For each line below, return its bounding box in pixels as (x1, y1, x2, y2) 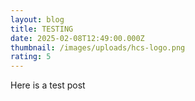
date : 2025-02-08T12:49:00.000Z (10, 33, 145, 43)
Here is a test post (10, 79, 86, 91)
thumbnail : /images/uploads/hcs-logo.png (10, 42, 186, 53)
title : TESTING (10, 24, 74, 34)
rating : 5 (10, 52, 52, 62)
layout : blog (10, 14, 65, 25)
